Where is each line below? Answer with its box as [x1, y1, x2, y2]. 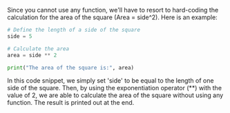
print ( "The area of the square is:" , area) [7, 64, 135, 71]
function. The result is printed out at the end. [7, 99, 135, 107]
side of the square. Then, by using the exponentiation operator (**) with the [7, 84, 222, 92]
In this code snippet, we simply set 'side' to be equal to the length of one [7, 76, 214, 85]
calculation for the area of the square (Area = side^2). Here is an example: [7, 13, 218, 21]
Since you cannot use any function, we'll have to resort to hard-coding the [7, 6, 219, 14]
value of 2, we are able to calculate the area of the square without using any [7, 91, 224, 99]
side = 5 [7, 32, 32, 40]
